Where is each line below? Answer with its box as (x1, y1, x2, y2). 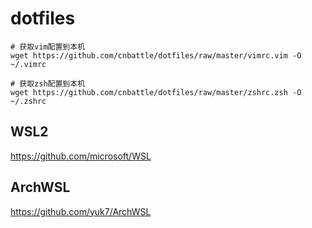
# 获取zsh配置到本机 (10, 78, 86, 89)
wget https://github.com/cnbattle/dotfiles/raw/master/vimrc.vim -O (10, 50, 302, 61)
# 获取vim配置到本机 (10, 42, 86, 52)
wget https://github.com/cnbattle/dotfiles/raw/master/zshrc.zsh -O (10, 87, 302, 97)
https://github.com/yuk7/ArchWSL (10, 205, 152, 217)
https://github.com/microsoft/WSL (10, 150, 152, 162)
